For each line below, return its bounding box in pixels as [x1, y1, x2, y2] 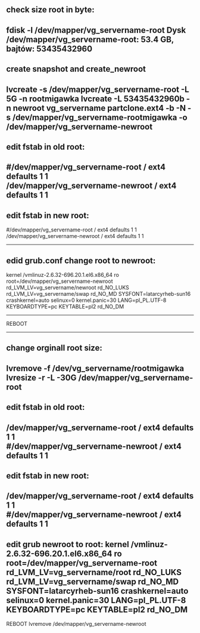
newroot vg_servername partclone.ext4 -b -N [12, 103, 186, 113]
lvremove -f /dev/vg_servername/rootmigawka [6, 363, 185, 373]
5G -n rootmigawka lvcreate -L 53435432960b [6, 94, 185, 104]
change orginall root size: [6, 343, 102, 353]
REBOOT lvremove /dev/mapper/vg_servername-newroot [6, 620, 146, 628]
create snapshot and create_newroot [6, 64, 146, 74]
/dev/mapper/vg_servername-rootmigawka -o [12, 112, 187, 122]
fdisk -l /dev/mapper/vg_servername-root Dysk [6, 25, 186, 35]
